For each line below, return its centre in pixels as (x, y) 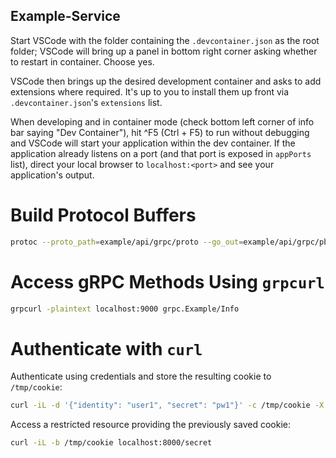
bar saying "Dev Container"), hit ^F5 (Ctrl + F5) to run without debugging (160, 132)
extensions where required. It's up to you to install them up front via (150, 91)
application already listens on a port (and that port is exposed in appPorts (161, 153)
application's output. (52, 175)
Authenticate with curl (106, 348)
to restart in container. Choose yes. (82, 61)
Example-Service (65, 16)
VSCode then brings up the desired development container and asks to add (166, 81)
